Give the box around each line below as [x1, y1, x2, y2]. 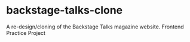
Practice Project [6, 29, 46, 36]
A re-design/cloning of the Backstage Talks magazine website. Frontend [6, 23, 184, 30]
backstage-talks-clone [6, 4, 123, 17]
